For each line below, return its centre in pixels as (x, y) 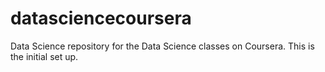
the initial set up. (44, 56)
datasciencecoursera (101, 18)
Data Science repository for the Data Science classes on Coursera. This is (162, 46)
